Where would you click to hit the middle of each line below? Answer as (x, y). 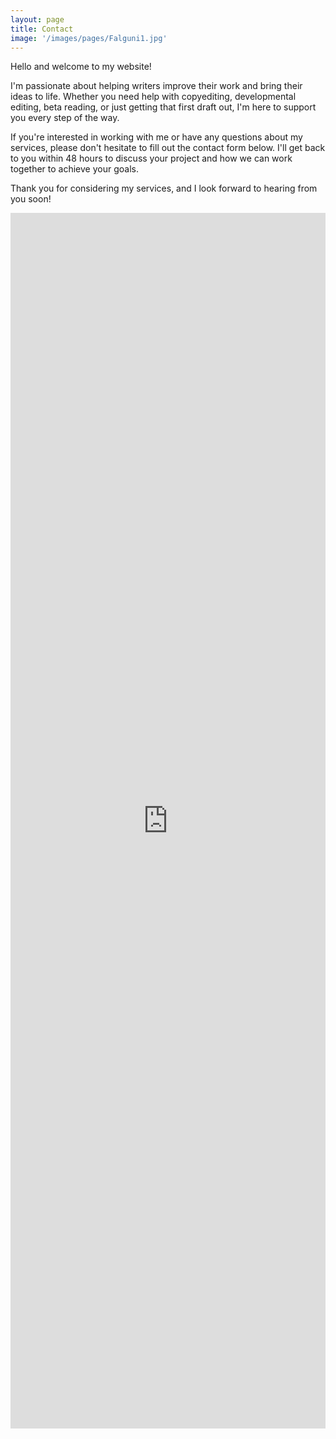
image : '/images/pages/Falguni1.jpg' (89, 38)
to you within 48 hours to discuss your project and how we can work (151, 158)
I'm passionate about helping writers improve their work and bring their (156, 86)
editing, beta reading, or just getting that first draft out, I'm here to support (163, 107)
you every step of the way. (65, 118)
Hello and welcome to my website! (81, 67)
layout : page (37, 19)
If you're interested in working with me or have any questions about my (156, 137)
